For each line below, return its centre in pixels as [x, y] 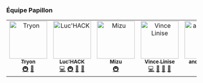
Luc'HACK [72, 62]
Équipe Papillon [30, 10]
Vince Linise [160, 62]
